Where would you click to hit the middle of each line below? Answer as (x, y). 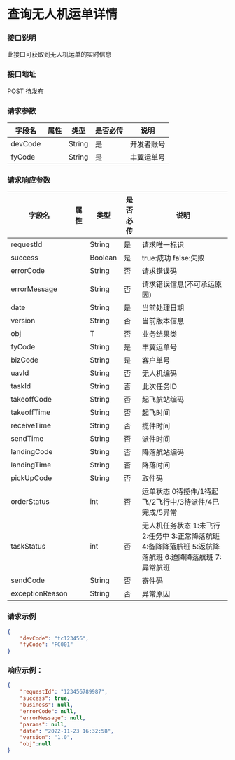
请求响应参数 (29, 180)
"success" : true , (45, 698)
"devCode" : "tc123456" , (55, 638)
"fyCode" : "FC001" (47, 645)
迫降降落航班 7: (196, 557)
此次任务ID (159, 387)
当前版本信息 (163, 321)
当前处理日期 (163, 308)
